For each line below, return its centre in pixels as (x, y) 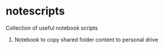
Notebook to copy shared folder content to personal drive (86, 39)
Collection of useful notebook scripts (52, 28)
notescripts (35, 11)
